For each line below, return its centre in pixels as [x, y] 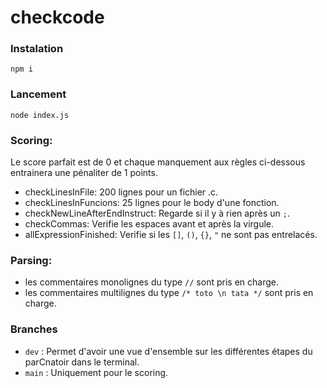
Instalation [37, 49]
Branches [34, 329]
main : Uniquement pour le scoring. [96, 372]
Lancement [38, 94]
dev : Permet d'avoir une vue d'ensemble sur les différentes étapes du [168, 351]
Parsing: [31, 260]
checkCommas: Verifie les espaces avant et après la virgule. [149, 224]
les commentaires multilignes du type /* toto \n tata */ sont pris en [169, 293]
